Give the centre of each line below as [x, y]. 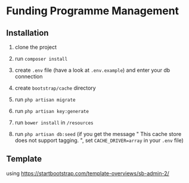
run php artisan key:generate [52, 111]
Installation [27, 33]
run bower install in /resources [54, 122]
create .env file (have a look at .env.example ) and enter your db [92, 70]
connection [29, 76]
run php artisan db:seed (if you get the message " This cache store [98, 134]
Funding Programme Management [93, 11]
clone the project [36, 47]
